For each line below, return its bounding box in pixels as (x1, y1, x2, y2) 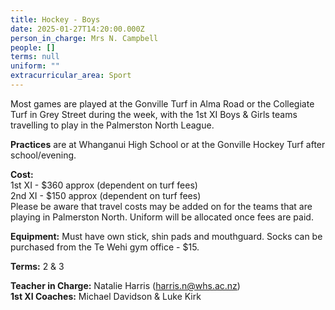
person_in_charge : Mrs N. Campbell (10, 33, 159, 43)
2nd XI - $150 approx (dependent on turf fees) (10, 189, 202, 201)
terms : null (10, 52, 60, 62)
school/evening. (10, 149, 77, 161)
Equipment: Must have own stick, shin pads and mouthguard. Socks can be (10, 230, 323, 242)
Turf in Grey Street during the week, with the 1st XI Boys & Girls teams (10, 108, 298, 120)
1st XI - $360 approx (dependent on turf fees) (10, 179, 198, 191)
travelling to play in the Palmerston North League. (10, 119, 215, 131)
